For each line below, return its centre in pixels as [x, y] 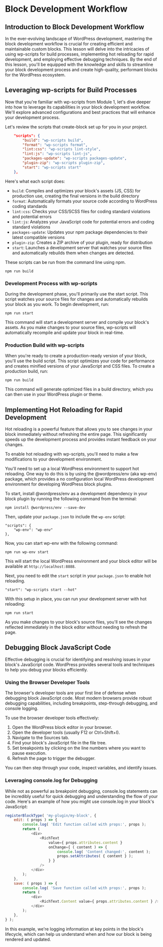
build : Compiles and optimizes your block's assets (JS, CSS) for [76, 190]
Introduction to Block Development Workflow [75, 27]
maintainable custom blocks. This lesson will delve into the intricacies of [77, 49]
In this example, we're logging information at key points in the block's [74, 929]
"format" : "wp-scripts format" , [55, 145]
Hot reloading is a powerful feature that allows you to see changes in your [79, 429]
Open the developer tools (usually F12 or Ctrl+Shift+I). [66, 733]
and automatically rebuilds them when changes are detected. [73, 253]
